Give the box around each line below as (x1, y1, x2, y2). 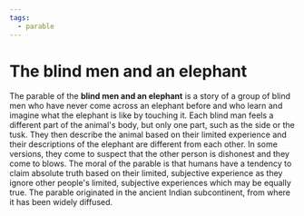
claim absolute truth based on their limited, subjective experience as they (9, 168, 283, 179)
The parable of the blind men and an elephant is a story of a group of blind (9, 91, 291, 102)
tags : (9, 13, 30, 23)
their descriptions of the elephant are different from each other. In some (9, 139, 279, 150)
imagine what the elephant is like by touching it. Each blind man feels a (9, 110, 274, 121)
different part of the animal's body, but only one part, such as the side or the (9, 120, 295, 131)
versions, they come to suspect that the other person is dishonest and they (9, 149, 290, 160)
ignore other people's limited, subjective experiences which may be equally (9, 178, 292, 189)
